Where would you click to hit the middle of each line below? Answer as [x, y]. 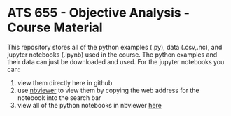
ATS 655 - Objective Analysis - [99, 13]
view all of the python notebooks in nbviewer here [90, 105]
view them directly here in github [65, 82]
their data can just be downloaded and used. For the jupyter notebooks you [116, 61]
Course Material [55, 28]
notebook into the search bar [59, 97]
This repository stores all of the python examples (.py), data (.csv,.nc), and [115, 47]
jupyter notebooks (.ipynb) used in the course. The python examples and [112, 55]
